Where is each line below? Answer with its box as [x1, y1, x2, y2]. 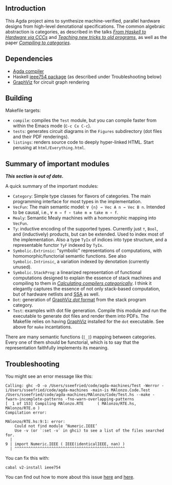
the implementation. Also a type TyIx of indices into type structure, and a [12, 237, 167, 243]
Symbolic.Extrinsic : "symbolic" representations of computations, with [12, 247, 162, 254]
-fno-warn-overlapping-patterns [65, 397, 135, 402]
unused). [12, 264, 32, 270]
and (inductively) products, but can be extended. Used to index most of [12, 231, 164, 238]
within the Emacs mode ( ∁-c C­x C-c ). [12, 123, 91, 129]
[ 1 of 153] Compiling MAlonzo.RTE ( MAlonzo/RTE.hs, [5, 401, 137, 406]
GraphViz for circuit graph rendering [12, 79, 90, 85]
